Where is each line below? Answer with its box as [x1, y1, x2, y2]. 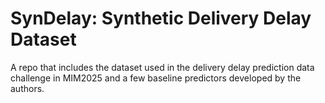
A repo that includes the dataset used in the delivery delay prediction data [10, 61, 315, 73]
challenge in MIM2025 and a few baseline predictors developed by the [10, 72, 302, 84]
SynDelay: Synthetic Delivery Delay [10, 7, 312, 30]
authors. [10, 82, 45, 94]
